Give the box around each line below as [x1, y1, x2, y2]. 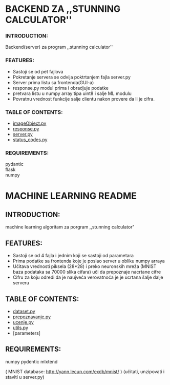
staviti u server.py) [5, 374, 45, 380]
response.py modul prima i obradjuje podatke [12, 85, 109, 91]
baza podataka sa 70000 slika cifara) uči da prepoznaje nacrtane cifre [12, 269, 161, 275]
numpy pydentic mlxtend [5, 358, 58, 364]
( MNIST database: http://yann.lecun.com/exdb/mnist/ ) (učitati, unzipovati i [5, 368, 165, 375]
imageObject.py [12, 120, 47, 126]
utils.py [12, 324, 29, 331]
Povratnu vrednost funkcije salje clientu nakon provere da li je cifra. [12, 95, 155, 102]
